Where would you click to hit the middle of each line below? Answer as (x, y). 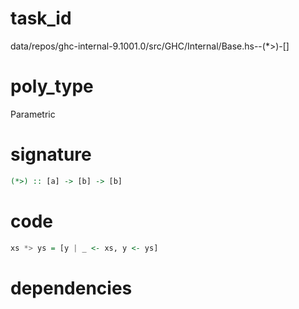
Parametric (33, 114)
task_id (41, 18)
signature (51, 154)
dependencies (71, 288)
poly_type (52, 86)
